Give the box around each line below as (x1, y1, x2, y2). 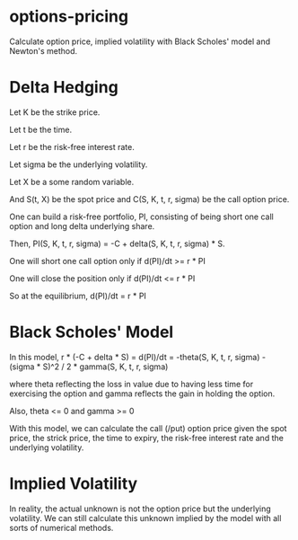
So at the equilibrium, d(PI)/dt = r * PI (9, 290, 146, 301)
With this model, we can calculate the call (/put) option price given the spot (9, 422, 287, 433)
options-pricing (9, 6, 128, 27)
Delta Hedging (9, 77, 118, 98)
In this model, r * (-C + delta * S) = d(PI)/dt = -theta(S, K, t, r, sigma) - (9, 351, 267, 362)
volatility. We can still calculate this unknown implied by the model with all (9, 512, 282, 523)
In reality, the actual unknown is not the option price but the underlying (9, 503, 271, 514)
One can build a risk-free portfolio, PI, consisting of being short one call (9, 211, 274, 222)
